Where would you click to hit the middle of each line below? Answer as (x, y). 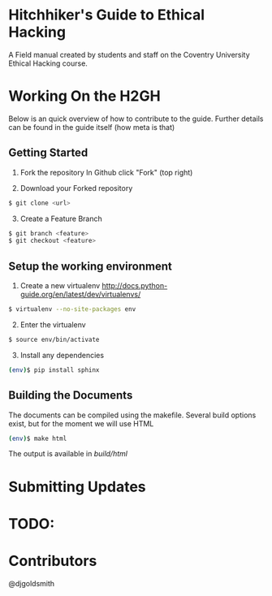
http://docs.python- (135, 286)
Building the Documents (71, 395)
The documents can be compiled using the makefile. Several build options (132, 415)
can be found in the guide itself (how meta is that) (92, 127)
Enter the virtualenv (53, 325)
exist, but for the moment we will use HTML (81, 423)
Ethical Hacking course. (48, 63)
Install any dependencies (62, 355)
